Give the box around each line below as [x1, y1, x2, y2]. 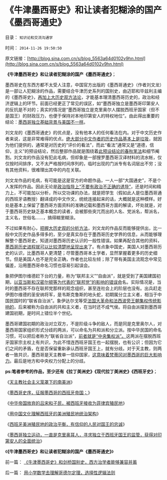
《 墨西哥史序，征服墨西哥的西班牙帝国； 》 [5, 389, 92, 395]
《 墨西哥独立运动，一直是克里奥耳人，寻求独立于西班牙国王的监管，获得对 [5, 431, 158, 437]
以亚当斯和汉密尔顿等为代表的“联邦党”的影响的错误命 [14, 279, 123, 285]
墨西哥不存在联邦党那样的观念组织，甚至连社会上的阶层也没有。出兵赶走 [13, 285, 162, 291]
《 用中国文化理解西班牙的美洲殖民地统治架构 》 [5, 411, 101, 416]
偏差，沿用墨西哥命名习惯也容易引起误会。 [5, 262, 92, 268]
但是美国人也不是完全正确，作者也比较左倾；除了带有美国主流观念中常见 [13, 256, 162, 262]
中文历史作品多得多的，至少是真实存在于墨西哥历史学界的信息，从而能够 [9, 231, 158, 237]
